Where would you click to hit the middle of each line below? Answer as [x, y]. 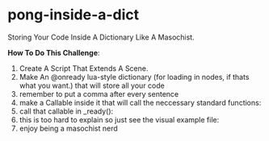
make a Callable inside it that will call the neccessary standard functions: [140, 102]
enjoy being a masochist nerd [68, 128]
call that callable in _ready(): [66, 111]
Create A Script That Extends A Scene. [84, 68]
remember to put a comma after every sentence [99, 93]
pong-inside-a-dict [74, 15]
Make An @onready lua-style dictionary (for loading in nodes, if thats [134, 77]
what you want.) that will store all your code [92, 85]
